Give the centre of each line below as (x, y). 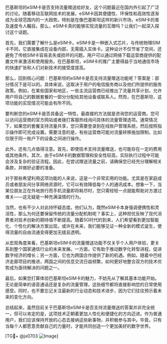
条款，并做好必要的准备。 (31, 168)
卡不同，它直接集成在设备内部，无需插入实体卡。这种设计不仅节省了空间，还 (83, 49)
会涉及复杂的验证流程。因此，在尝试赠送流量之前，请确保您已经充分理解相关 (83, 161)
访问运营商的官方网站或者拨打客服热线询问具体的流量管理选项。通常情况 (83, 120)
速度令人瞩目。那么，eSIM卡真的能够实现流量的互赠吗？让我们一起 (78, 26)
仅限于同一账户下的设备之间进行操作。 (44, 138)
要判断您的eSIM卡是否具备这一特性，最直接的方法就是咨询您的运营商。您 (80, 114)
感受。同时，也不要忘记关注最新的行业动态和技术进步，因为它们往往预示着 (81, 291)
